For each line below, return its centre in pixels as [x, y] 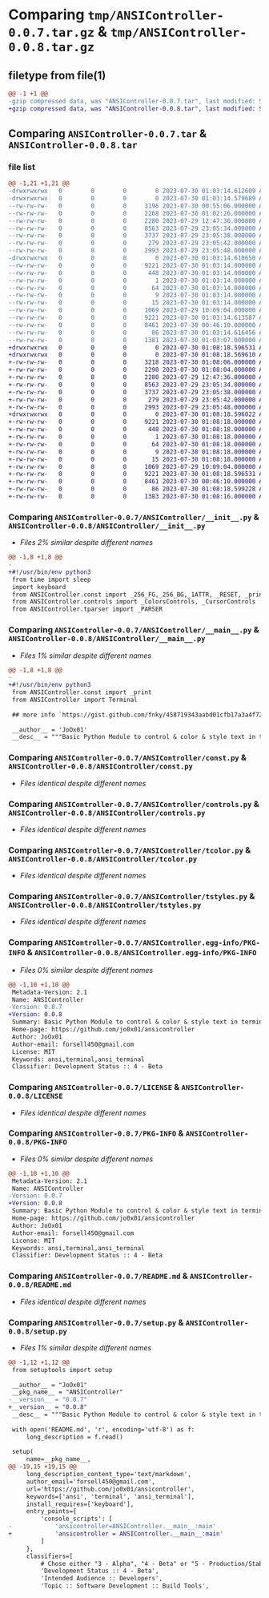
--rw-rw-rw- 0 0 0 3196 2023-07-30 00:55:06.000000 [132, 206]
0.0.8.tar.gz [51, 48]
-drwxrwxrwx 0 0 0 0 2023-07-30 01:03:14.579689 [132, 199]
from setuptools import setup [62, 1370]
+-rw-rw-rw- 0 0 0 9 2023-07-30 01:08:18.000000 [132, 452]
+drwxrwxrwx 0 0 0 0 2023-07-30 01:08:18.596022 [132, 414]
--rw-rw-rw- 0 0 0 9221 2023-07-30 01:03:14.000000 [132, 265]
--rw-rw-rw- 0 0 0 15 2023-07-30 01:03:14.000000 [132, 303]
